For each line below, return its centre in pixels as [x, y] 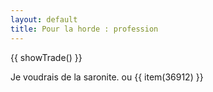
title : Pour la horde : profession [84, 29]
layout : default [44, 19]
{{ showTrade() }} [46, 57]
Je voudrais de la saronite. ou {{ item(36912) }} [107, 77]
